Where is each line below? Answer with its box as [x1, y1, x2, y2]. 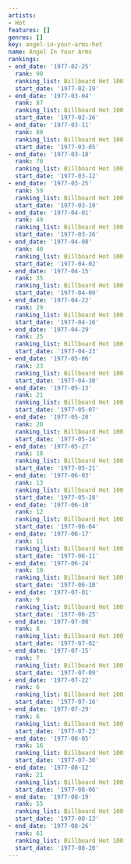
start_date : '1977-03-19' [15, 201, 100, 209]
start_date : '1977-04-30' [15, 376, 100, 385]
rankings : [8, 56, 41, 64]
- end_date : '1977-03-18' [8, 150, 92, 158]
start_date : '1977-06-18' [15, 581, 100, 589]
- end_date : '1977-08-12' [8, 763, 92, 771]
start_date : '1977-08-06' [15, 785, 100, 793]
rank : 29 [15, 303, 44, 311]
